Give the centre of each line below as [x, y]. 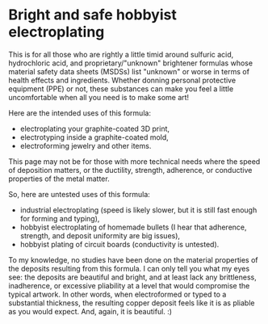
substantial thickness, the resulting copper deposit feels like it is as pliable [132, 303]
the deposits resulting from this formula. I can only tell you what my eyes [129, 268]
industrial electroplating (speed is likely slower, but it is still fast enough [138, 210]
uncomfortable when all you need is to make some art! [99, 97]
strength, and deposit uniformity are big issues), [100, 235]
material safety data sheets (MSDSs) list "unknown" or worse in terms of [129, 71]
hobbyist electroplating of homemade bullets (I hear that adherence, [134, 227]
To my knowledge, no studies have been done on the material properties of [133, 259]
